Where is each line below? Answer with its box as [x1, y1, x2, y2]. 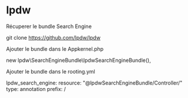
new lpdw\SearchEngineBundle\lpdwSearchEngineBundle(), [6, 57, 151, 64]
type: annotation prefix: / [6, 85, 66, 92]
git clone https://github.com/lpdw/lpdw [6, 34, 101, 41]
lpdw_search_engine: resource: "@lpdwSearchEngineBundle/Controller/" [6, 79, 183, 86]
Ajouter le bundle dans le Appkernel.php [6, 45, 104, 52]
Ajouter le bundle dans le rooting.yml [6, 68, 95, 75]
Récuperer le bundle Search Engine [6, 23, 92, 30]
